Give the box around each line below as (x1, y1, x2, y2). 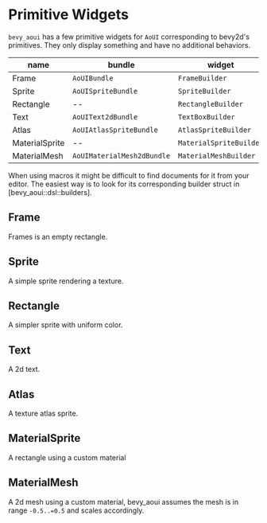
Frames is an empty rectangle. (8, 232, 108, 241)
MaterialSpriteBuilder (177, 138, 264, 147)
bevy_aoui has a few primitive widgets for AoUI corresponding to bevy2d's (8, 32, 250, 41)
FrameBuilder (177, 73, 227, 83)
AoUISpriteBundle (72, 86, 138, 96)
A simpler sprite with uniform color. (8, 320, 123, 330)
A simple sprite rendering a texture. (8, 276, 124, 286)
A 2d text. (8, 365, 41, 374)
